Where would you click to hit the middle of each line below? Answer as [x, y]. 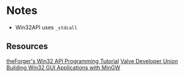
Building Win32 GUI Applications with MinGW [63, 67]
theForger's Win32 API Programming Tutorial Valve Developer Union [92, 61]
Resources [27, 46]
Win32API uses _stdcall [46, 27]
